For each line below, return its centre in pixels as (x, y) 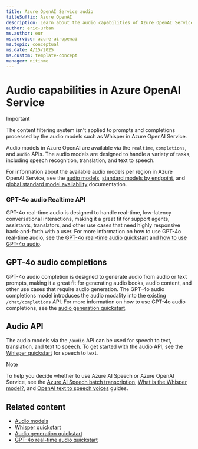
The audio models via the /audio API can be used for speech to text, (89, 341)
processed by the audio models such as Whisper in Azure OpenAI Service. (97, 137)
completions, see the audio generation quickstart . (66, 308)
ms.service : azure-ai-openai (42, 39)
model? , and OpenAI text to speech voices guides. (67, 388)
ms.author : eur (25, 34)
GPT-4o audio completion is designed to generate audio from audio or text (97, 276)
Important (18, 119)
